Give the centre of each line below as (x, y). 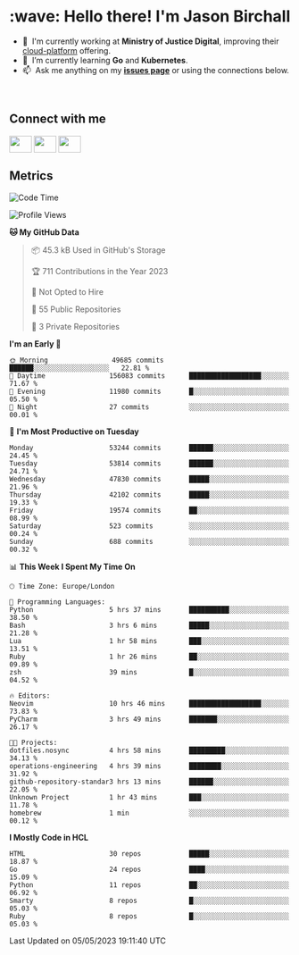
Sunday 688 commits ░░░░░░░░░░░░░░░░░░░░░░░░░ (149, 541)
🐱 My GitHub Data (45, 232)
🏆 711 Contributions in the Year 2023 (100, 271)
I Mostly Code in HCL (49, 837)
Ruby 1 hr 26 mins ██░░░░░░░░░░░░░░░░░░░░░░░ (149, 657)
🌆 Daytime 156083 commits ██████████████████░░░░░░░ (149, 376)
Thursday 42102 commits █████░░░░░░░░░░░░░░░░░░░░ (149, 494)
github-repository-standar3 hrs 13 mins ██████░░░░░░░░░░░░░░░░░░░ (149, 782)
